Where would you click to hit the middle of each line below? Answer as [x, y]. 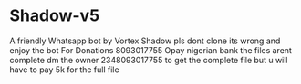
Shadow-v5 [55, 16]
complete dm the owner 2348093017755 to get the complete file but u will [149, 60]
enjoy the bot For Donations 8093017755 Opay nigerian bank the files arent [150, 50]
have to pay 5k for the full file [65, 70]
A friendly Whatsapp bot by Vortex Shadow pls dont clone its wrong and [145, 41]
